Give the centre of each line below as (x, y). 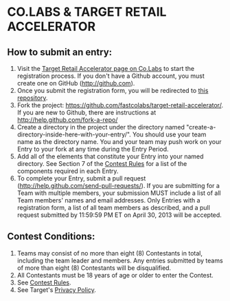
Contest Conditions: (51, 237)
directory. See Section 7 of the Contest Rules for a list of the (102, 164)
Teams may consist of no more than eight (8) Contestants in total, (110, 253)
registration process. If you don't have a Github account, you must (111, 76)
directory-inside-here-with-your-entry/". (74, 134)
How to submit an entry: (60, 52)
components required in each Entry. (68, 171)
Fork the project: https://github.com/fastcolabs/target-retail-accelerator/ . (120, 105)
